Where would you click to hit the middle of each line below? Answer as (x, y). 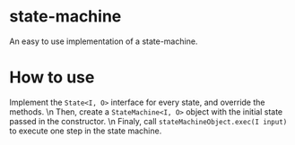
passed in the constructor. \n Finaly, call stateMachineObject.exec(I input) (148, 121)
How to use (52, 77)
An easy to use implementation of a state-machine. (104, 41)
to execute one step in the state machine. (86, 131)
